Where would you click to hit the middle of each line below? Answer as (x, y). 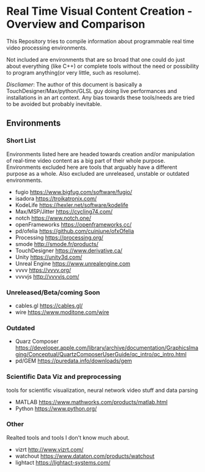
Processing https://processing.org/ (59, 238)
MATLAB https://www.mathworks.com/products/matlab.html (91, 402)
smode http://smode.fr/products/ (57, 244)
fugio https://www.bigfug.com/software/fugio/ (74, 192)
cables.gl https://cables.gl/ (49, 305)
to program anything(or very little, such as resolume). (73, 72)
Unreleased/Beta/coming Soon (53, 292)
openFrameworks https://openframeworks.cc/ (73, 224)
